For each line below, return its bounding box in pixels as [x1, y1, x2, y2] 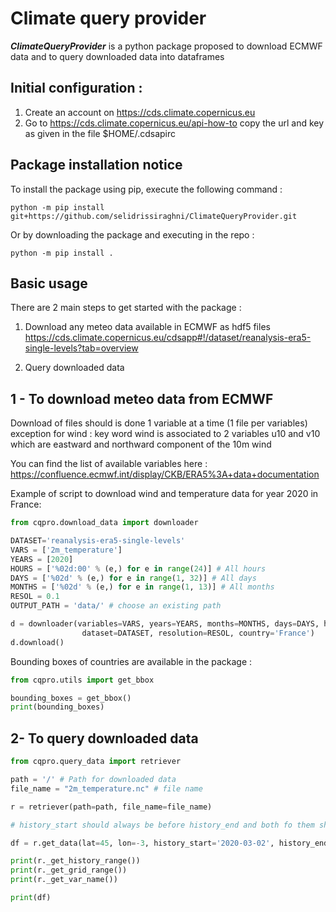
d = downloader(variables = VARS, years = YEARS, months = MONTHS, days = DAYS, [10, 619, 320, 629]
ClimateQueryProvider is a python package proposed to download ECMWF [10, 40, 323, 52]
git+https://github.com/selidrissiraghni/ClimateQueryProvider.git [10, 211, 298, 221]
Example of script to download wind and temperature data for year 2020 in [10, 488, 319, 500]
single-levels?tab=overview [24, 342, 139, 354]
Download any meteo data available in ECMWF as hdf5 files [24, 321, 271, 333]
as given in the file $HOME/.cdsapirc [24, 127, 177, 139]
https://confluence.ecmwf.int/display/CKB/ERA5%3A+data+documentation [10, 468, 320, 481]
